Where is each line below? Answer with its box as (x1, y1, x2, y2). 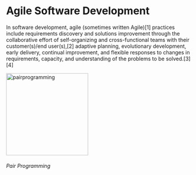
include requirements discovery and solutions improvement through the (6, 30, 180, 37)
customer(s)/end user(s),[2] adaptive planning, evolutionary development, (6, 43, 187, 50)
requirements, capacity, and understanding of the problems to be (6, 55, 165, 62)
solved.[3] (165, 55, 191, 62)
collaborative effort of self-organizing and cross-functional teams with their (6, 36, 190, 43)
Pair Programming (6, 162, 51, 169)
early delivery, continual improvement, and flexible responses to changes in (6, 48, 190, 56)
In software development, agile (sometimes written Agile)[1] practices (6, 24, 175, 31)
